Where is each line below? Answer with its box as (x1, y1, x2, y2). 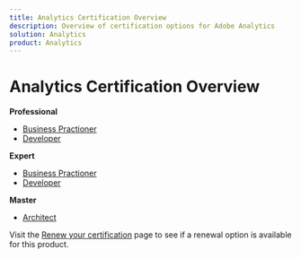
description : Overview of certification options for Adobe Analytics (9, 21, 276, 30)
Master (9, 194, 38, 206)
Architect (22, 212, 57, 223)
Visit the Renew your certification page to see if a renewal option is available (9, 229, 292, 240)
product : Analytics (9, 38, 83, 47)
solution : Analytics (9, 30, 87, 39)
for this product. (9, 239, 69, 250)
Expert (9, 150, 35, 161)
